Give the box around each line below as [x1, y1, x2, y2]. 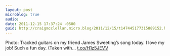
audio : [5, 16, 19, 21]
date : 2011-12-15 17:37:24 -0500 [5, 21, 76, 26]
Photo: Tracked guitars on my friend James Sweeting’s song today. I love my [5, 39, 165, 45]
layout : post [5, 7, 33, 12]
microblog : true [5, 12, 39, 17]
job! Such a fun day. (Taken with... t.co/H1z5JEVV [5, 45, 109, 51]
